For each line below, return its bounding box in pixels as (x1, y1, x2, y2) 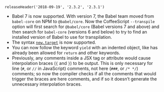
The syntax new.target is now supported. (11, 39, 96, 45)
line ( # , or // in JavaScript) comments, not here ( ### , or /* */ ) (11, 65, 138, 71)
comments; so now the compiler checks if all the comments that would (11, 71, 157, 76)
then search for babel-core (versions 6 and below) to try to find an (11, 29, 147, 34)
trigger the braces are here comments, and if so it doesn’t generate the (11, 76, 157, 82)
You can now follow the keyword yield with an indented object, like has (11, 45, 158, 50)
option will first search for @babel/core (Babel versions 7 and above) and (11, 24, 160, 30)
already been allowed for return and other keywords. (11, 50, 120, 56)
